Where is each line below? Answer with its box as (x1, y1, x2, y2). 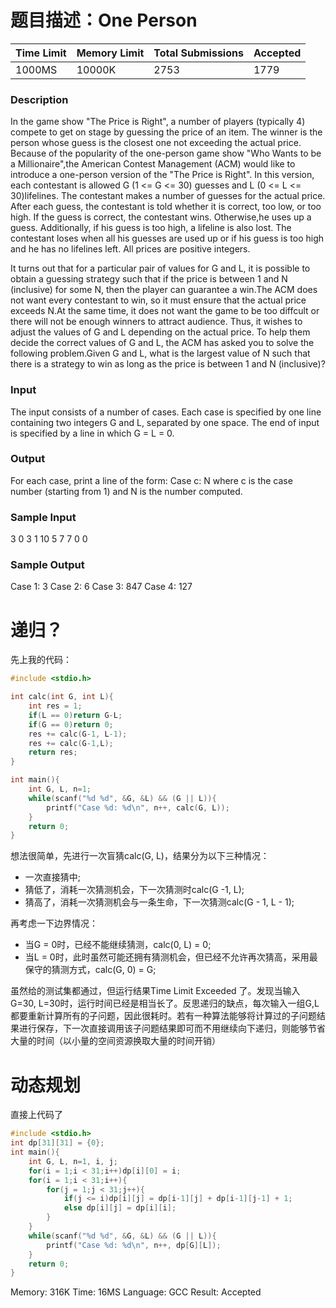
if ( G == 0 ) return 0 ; (28, 719, 114, 730)
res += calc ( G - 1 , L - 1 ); (28, 729, 128, 739)
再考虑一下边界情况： (10, 917, 98, 930)
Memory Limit (76, 46, 145, 60)
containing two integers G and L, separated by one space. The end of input (10, 416, 320, 428)
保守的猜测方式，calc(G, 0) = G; (24, 964, 157, 976)
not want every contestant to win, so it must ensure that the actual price (10, 294, 307, 306)
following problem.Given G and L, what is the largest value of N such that (10, 347, 311, 360)
